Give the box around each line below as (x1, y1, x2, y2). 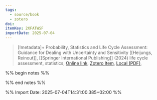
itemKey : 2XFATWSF (5, 26, 44, 31)
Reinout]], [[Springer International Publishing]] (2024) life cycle (17, 55, 148, 60)
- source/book (10, 12, 39, 17)
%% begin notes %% (5, 70, 50, 75)
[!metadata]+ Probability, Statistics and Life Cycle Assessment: (17, 44, 148, 50)
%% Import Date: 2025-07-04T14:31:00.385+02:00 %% (5, 89, 122, 95)
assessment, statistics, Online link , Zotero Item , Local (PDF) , (17, 60, 142, 66)
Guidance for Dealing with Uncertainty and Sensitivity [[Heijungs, (17, 49, 152, 55)
